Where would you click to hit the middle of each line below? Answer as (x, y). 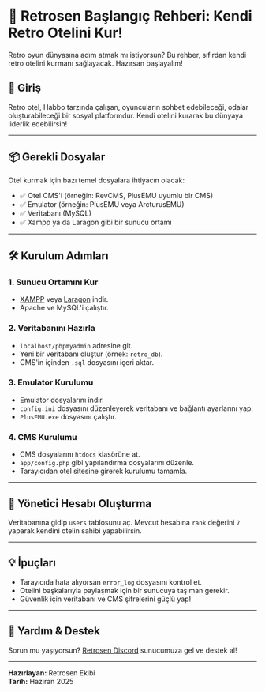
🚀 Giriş (25, 88)
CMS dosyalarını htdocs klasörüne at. (80, 454)
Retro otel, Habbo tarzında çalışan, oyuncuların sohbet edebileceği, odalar (129, 107)
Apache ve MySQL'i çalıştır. (64, 308)
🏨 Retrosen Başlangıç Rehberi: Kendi (130, 16)
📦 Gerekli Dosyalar (57, 157)
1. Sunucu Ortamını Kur (53, 282)
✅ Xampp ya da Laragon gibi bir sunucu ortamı (95, 222)
